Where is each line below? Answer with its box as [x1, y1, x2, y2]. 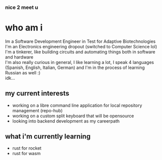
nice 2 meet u [5, 4, 39, 11]
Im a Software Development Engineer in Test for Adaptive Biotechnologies [5, 38, 156, 44]
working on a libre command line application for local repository [12, 102, 142, 108]
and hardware [5, 54, 34, 60]
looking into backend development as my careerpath [12, 118, 120, 124]
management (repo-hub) [12, 107, 63, 113]
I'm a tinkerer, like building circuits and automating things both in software [5, 49, 156, 55]
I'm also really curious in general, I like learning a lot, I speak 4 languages [5, 59, 154, 65]
